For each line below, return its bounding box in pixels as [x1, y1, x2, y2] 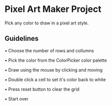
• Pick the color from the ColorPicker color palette [4, 57, 107, 63]
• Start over [4, 96, 29, 102]
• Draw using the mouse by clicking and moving [4, 67, 103, 73]
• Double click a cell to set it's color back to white [4, 76, 106, 83]
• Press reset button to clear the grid [4, 86, 80, 92]
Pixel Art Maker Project [4, 3, 102, 15]
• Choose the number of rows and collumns [4, 47, 94, 53]
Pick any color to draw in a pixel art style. [4, 20, 89, 26]
